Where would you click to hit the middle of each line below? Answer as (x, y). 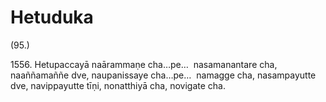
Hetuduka (52, 17)
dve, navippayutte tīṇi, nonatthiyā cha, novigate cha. (118, 85)
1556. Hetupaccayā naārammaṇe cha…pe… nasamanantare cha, (144, 64)
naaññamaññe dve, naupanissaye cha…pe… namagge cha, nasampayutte (163, 75)
